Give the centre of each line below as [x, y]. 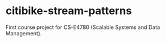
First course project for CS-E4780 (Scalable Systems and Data [83, 27]
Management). [24, 33]
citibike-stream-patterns [69, 11]
